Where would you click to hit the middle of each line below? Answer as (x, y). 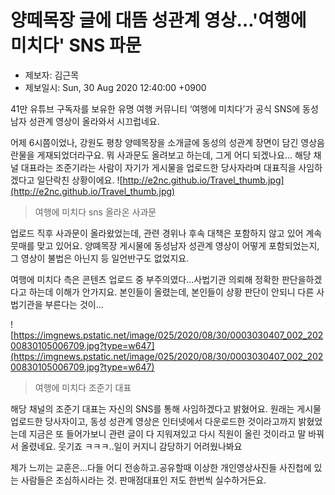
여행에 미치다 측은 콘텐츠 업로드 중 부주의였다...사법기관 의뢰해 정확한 (145, 279)
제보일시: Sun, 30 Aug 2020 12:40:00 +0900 (115, 87)
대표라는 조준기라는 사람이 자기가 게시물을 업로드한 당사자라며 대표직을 (158, 167)
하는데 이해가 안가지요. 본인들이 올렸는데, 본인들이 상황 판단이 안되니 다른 (171, 292)
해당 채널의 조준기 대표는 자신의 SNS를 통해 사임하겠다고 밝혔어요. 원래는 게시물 (166, 408)
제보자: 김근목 (52, 75)
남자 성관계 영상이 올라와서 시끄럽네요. (85, 121)
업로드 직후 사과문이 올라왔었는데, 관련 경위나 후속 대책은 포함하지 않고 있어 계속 (166, 233)
